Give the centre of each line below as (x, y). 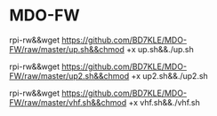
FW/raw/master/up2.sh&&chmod (69, 75)
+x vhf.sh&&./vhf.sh (164, 102)
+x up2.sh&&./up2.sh (170, 75)
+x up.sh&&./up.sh (160, 49)
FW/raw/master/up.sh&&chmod (67, 49)
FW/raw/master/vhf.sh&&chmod (68, 102)
